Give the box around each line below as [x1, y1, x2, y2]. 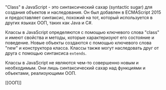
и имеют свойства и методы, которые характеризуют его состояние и [5, 34, 155, 40]
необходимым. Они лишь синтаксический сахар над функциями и [5, 65, 146, 71]
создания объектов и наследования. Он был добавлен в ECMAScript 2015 [5, 9, 162, 15]
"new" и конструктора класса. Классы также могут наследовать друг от [5, 45, 159, 51]
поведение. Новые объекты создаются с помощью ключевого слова [5, 40, 152, 46]
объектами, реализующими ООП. [5, 70, 77, 76]
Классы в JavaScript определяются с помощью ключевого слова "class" [5, 30, 160, 35]
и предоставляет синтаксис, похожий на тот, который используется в [5, 15, 153, 20]
